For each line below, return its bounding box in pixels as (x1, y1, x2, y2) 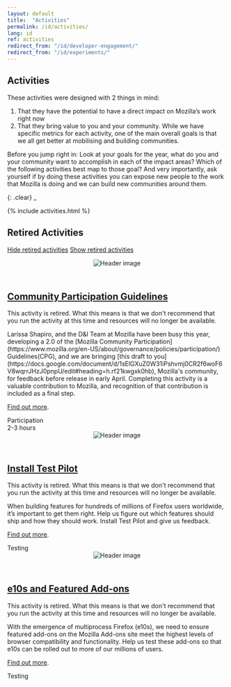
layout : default (7, 10, 54, 17)
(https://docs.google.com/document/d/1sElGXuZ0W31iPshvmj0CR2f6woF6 (7, 360, 223, 368)
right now (17, 114, 45, 123)
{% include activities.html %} (7, 206, 90, 215)
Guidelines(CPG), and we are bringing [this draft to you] (7, 352, 167, 360)
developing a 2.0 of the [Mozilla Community (7, 337, 133, 346)
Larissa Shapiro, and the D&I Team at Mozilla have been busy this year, (7, 330, 210, 338)
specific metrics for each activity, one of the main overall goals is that (17, 129, 217, 137)
